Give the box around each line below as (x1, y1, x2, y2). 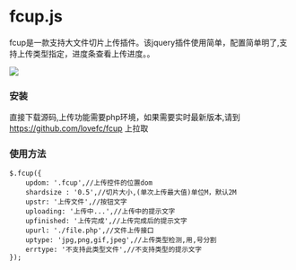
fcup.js (9, 6, 63, 27)
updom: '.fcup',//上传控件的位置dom (25, 178, 153, 187)
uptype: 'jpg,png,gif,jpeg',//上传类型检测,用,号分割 (25, 235, 217, 244)
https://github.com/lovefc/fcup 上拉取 (9, 123, 149, 134)
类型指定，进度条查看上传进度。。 (32, 48, 155, 59)
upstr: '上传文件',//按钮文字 (25, 197, 127, 206)
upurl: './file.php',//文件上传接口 (25, 226, 154, 235)
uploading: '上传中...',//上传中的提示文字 (25, 206, 176, 216)
